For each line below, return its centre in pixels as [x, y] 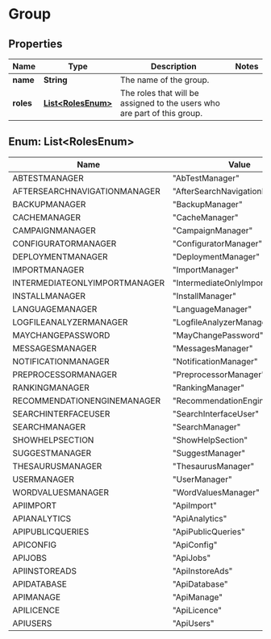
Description [173, 66]
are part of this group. [161, 113]
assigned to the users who [170, 103]
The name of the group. [165, 80]
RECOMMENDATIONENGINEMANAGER [87, 400]
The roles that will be [159, 93]
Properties [35, 44]
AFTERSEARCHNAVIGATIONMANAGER [86, 191]
